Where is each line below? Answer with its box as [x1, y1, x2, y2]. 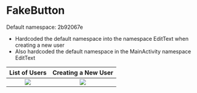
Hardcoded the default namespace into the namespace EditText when [14, 35, 189, 42]
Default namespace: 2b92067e [6, 23, 83, 31]
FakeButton [6, 4, 65, 17]
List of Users [9, 68, 47, 77]
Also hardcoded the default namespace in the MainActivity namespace [14, 47, 192, 55]
